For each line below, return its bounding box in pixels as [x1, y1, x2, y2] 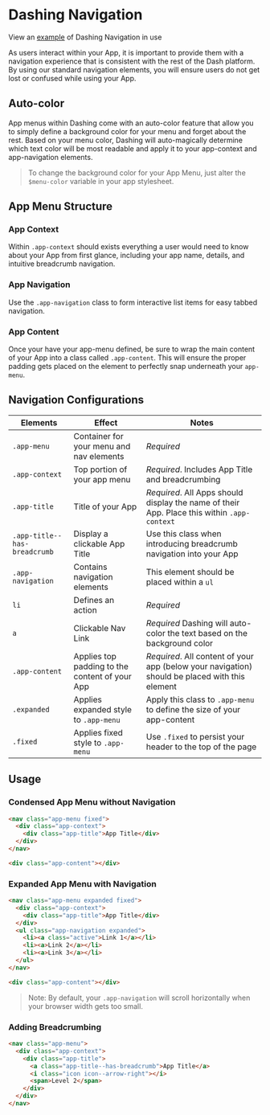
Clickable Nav [73, 622, 126, 633]
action [73, 605, 98, 616]
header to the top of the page [145, 741, 257, 752]
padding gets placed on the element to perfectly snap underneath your [8, 362, 243, 371]
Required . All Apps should [145, 486, 243, 498]
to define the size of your [145, 703, 241, 715]
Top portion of [73, 464, 128, 475]
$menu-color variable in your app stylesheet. [27, 176, 174, 186]
